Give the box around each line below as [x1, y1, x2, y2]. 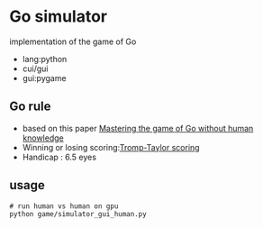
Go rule [9, 99, 51, 114]
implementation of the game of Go [9, 36, 137, 47]
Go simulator [9, 6, 108, 27]
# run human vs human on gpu [9, 201, 119, 211]
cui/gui [22, 63, 49, 74]
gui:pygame [22, 72, 67, 83]
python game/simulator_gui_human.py [9, 209, 147, 218]
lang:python [22, 53, 68, 64]
